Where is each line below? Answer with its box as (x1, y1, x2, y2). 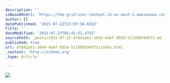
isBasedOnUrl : (5, 12, 35, 17)
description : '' (5, 7, 39, 13)
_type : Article (5, 54, 37, 59)
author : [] (5, 17, 28, 22)
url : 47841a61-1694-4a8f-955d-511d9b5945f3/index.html (5, 45, 123, 50)
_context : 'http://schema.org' (5, 49, 71, 54)
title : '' (5, 26, 26, 31)
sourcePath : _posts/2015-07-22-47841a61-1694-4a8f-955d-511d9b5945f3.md (5, 36, 162, 41)
